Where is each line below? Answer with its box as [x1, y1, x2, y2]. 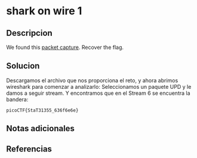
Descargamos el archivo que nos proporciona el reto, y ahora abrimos [6, 76, 178, 84]
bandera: [6, 95, 29, 103]
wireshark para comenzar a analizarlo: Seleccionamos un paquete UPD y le [6, 83, 192, 90]
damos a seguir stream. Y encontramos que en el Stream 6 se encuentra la [6, 89, 190, 97]
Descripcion [6, 28, 53, 38]
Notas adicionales [6, 123, 75, 134]
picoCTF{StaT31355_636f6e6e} [6, 107, 79, 113]
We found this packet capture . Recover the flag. [6, 44, 124, 51]
